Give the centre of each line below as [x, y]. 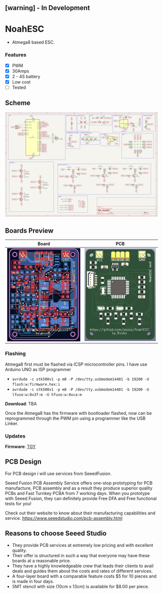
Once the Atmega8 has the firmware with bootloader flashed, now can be [78, 413]
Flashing [15, 354]
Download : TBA [21, 404]
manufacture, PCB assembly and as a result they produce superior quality [79, 488]
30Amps [21, 71]
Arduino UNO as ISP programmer [38, 369]
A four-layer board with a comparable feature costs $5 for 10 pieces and [84, 576]
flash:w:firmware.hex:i [36, 384]
